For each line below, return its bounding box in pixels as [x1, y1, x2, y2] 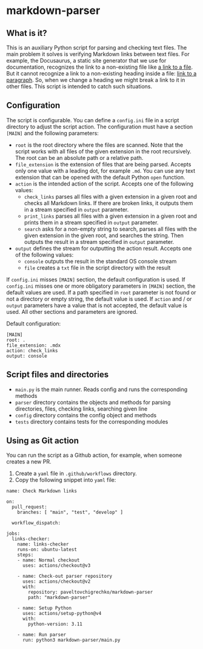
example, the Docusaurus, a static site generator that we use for [6, 57, 167, 64]
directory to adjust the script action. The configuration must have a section [6, 123, 193, 130]
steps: [17, 552, 34, 558]
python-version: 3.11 [28, 621, 83, 627]
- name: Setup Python [17, 605, 72, 611]
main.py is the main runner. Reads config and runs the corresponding [15, 386, 188, 393]
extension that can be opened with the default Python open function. [15, 173, 186, 181]
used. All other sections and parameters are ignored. [6, 308, 138, 315]
